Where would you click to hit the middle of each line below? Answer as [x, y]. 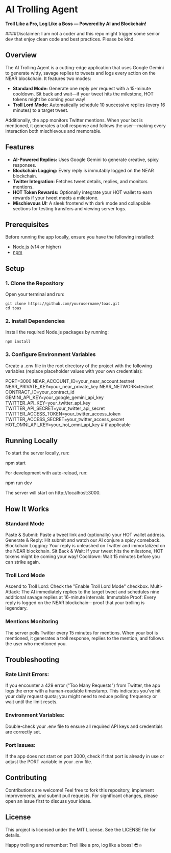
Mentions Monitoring [32, 622]
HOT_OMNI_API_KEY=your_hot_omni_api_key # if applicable [68, 425]
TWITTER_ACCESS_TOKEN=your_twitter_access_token [63, 413]
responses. [25, 165]
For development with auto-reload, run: [46, 473]
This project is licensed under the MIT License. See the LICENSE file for [81, 829]
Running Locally [31, 441]
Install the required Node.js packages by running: [57, 332]
